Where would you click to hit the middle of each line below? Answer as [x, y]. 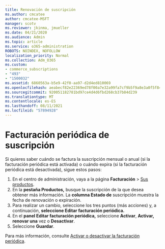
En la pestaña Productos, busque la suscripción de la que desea [78, 189]
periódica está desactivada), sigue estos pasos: [54, 169]
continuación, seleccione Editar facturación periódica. [68, 211]
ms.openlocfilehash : [26, 88]
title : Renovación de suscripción [41, 10]
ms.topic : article [24, 42]
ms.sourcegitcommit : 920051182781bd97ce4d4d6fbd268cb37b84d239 [71, 92]
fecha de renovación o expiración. [47, 200]
